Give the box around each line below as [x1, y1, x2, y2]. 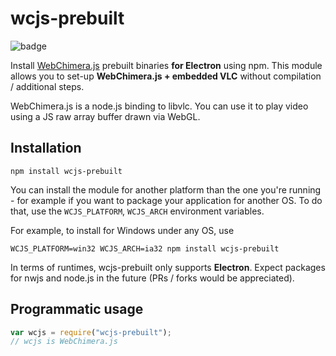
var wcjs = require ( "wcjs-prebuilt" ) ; [10, 327, 172, 337]
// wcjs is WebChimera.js [10, 337, 118, 347]
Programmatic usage [10, 301, 144, 318]
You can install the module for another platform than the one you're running [10, 183, 322, 196]
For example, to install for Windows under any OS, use [10, 224, 235, 236]
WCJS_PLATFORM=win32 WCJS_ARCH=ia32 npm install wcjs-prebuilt [10, 243, 280, 254]
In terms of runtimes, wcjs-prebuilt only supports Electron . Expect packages [10, 261, 326, 273]
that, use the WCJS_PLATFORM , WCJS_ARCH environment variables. [10, 205, 265, 217]
